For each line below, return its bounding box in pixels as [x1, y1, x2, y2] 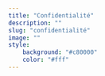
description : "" [8, 19, 62, 27]
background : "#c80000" [22, 48, 98, 56]
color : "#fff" [22, 56, 69, 64]
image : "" [8, 33, 41, 42]
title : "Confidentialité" [8, 11, 94, 20]
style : [8, 41, 30, 49]
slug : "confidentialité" [8, 26, 91, 34]
